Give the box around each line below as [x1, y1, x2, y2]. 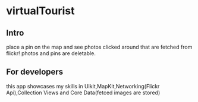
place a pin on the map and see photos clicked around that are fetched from [6, 43, 193, 50]
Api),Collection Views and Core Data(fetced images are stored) [6, 89, 161, 96]
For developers [6, 67, 64, 77]
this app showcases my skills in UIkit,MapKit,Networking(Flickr [6, 82, 160, 90]
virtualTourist [6, 4, 76, 18]
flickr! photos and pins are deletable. [6, 50, 96, 57]
